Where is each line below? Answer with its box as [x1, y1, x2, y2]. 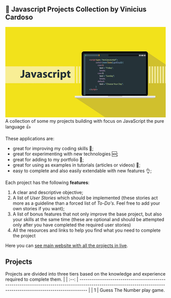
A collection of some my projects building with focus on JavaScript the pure [5, 118, 164, 124]
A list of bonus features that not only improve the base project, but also [12, 211, 162, 217]
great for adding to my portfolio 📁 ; [12, 156, 84, 163]
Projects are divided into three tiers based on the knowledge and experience [5, 271, 166, 277]
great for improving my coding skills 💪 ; [12, 146, 94, 152]
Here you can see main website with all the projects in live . [5, 242, 128, 249]
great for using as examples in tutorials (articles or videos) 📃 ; [12, 162, 141, 168]
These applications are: [5, 136, 54, 142]
